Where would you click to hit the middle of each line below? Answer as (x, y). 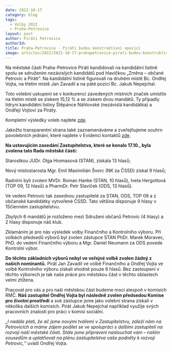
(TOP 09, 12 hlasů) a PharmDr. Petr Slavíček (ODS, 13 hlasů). (69, 186)
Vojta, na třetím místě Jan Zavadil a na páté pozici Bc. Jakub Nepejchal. (81, 84)
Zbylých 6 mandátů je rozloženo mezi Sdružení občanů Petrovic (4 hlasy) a (84, 216)
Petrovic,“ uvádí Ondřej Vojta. (36, 343)
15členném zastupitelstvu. (33, 206)
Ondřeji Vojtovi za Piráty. (31, 110)
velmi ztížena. (20, 280)
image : (12, 53)
